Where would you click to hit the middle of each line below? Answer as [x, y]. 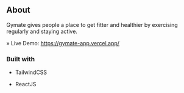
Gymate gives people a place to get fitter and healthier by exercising [92, 24]
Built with [21, 59]
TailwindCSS [31, 72]
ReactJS [26, 84]
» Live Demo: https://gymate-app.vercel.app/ [63, 43]
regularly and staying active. [42, 31]
